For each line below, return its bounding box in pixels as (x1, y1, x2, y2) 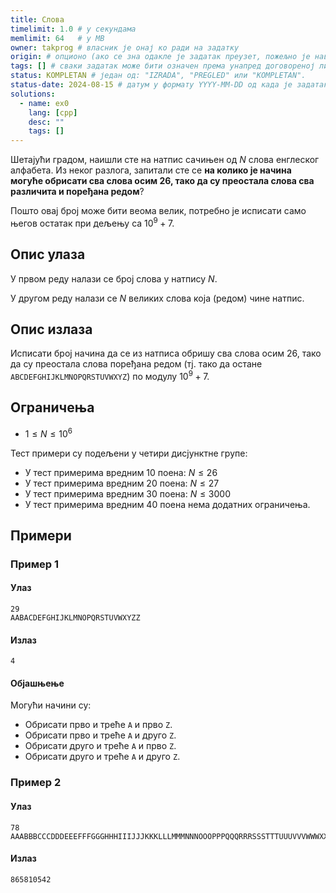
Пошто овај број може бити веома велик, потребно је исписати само (10, 205, 307, 217)
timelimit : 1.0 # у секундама (10, 24, 137, 34)
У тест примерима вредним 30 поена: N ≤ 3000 (24, 487, 231, 500)
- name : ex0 (19, 98, 70, 108)
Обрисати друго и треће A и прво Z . (24, 740, 177, 752)
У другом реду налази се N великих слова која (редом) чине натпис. (10, 292, 305, 304)
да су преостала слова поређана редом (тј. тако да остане (10, 358, 263, 370)
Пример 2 (10, 776, 62, 790)
